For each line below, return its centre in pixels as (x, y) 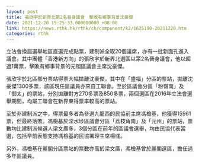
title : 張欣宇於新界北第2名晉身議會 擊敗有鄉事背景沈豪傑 (70, 17)
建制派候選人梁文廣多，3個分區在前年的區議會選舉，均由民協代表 (101, 129)
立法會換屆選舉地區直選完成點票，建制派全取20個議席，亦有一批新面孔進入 (98, 52)
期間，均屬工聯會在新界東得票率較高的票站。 (65, 101)
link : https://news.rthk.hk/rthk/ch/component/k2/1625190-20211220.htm (96, 28)
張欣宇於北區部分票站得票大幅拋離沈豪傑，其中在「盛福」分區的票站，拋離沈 (99, 79)
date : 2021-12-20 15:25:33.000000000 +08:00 (62, 23)
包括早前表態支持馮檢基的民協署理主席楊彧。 (71, 136)
